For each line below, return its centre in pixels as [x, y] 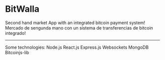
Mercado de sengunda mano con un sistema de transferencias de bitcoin [79, 28]
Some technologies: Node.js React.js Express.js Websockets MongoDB [77, 47]
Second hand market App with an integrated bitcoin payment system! [75, 23]
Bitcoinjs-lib [17, 52]
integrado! [15, 33]
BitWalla [22, 9]
